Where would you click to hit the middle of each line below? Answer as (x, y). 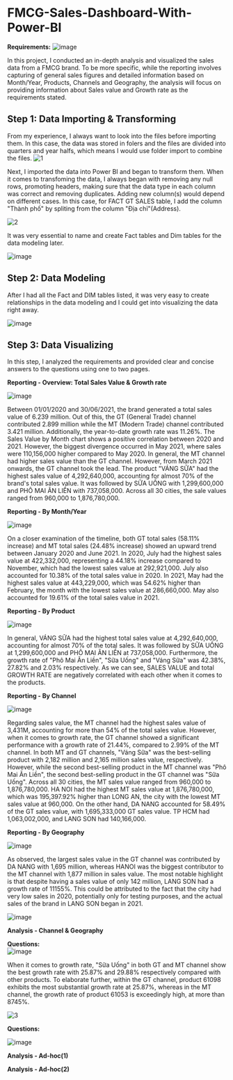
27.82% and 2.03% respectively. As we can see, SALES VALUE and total (111, 668)
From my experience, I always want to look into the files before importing (112, 136)
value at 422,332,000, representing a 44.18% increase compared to (104, 561)
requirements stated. (37, 97)
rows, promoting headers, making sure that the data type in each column (112, 186)
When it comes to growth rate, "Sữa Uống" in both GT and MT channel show (117, 965)
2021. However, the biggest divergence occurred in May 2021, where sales (114, 446)
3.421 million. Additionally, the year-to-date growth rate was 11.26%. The (111, 432)
